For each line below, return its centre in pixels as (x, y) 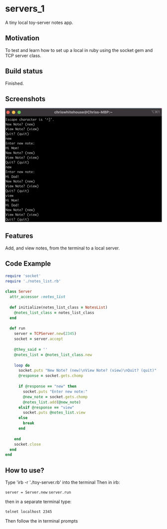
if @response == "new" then (47, 387)
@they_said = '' (31, 349)
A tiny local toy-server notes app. (39, 22)
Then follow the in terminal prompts (42, 521)
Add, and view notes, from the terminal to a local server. (63, 248)
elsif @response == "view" (46, 407)
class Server (19, 292)
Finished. (14, 83)
